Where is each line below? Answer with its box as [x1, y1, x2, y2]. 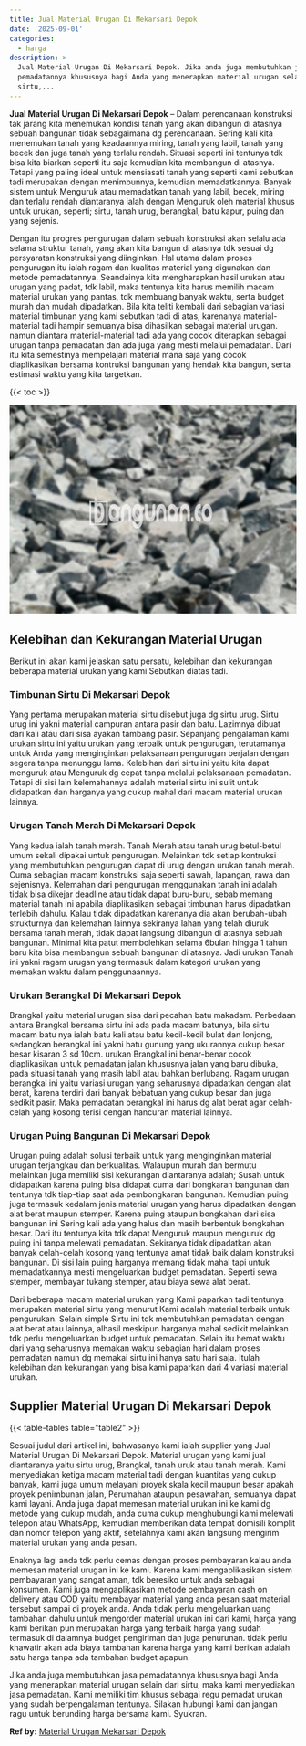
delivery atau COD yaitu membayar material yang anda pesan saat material [9, 1593, 291, 1604]
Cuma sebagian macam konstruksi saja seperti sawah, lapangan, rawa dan [9, 868, 290, 880]
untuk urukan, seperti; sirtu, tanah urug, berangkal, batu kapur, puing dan [9, 205, 285, 216]
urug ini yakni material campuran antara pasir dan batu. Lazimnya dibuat [9, 719, 280, 730]
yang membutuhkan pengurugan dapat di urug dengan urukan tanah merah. [9, 859, 295, 870]
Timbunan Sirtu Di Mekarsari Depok [9, 689, 171, 701]
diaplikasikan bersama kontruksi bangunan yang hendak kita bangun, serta [9, 359, 291, 370]
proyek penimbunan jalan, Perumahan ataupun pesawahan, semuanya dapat [9, 1488, 297, 1499]
